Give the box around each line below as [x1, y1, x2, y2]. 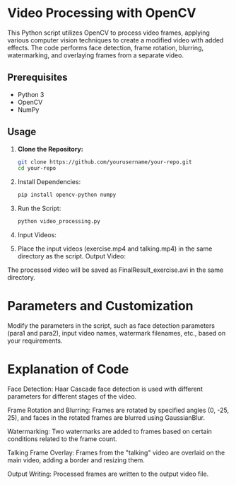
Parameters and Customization [7, 298, 194, 314]
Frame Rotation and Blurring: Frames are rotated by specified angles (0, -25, [7, 406, 230, 414]
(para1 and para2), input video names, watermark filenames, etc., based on [7, 329, 226, 337]
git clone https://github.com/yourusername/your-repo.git [17, 158, 192, 166]
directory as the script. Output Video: [17, 252, 126, 261]
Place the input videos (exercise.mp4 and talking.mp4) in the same [17, 244, 213, 253]
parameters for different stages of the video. [7, 392, 137, 401]
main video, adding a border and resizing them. [7, 455, 145, 464]
